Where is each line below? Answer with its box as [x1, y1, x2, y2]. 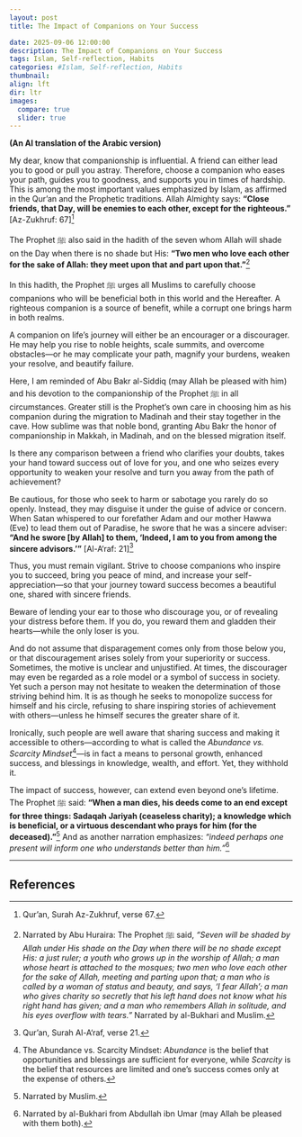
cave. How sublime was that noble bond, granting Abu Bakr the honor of [9, 420, 277, 431]
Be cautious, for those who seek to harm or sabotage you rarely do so [9, 493, 269, 504]
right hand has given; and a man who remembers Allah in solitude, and [22, 1000, 287, 1011]
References [9, 877, 75, 892]
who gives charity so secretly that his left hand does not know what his [22, 991, 288, 1001]
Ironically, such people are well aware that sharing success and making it [9, 727, 280, 738]
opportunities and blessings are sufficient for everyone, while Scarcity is [22, 1054, 291, 1065]
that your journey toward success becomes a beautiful [74, 580, 277, 591]
